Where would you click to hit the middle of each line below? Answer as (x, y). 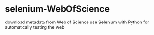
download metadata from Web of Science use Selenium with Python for (77, 22)
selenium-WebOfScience (57, 9)
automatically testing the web (35, 27)
